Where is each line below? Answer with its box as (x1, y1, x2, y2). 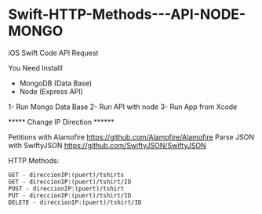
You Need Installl (8, 63, 63, 72)
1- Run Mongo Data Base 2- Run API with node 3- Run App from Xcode (8, 102, 238, 111)
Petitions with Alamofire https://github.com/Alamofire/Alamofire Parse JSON (8, 132, 255, 142)
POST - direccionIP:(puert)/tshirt (8, 184, 125, 193)
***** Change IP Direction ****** (8, 117, 115, 126)
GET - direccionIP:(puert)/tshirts (8, 171, 125, 179)
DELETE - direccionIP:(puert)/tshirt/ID (8, 198, 143, 206)
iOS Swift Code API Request (8, 48, 99, 57)
